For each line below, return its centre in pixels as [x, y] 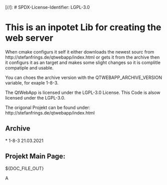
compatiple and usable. [29, 67]
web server [29, 38]
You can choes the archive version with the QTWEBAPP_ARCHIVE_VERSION [83, 77]
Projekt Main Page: [35, 156]
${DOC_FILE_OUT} [25, 168]
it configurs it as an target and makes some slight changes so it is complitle [83, 62]
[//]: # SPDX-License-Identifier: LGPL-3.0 [48, 7]
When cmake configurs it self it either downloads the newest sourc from [80, 51]
